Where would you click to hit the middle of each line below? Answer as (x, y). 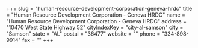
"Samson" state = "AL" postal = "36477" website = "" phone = (83, 34)
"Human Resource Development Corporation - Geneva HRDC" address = (96, 21)
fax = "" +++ (38, 40)
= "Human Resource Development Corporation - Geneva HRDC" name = (96, 15)
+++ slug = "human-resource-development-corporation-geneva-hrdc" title (99, 9)
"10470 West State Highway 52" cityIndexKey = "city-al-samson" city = (95, 27)
